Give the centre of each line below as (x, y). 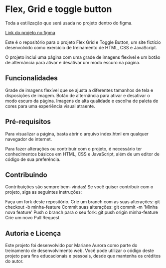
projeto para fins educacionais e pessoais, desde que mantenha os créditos (83, 256)
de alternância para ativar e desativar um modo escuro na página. (73, 62)
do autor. (14, 261)
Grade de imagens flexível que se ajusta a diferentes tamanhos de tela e (79, 90)
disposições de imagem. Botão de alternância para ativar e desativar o (78, 95)
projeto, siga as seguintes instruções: (44, 192)
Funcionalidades (32, 78)
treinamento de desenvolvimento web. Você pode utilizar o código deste (80, 251)
